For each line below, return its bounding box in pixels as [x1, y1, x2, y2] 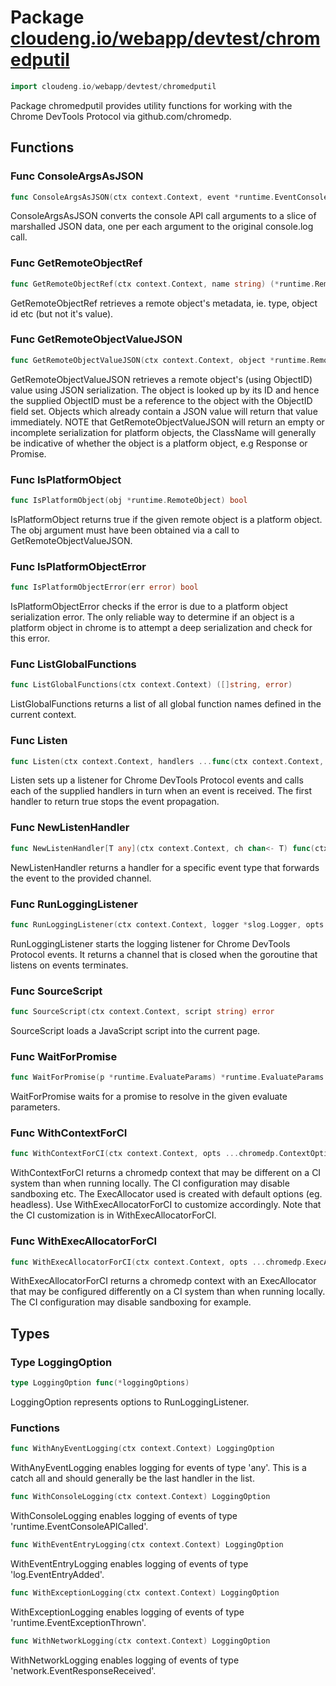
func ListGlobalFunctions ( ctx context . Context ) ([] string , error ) [10, 680, 293, 690]
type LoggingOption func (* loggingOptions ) [10, 1378, 190, 1388]
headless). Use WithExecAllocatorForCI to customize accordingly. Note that [10, 1199, 322, 1211]
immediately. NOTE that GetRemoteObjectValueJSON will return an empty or [10, 416, 325, 428]
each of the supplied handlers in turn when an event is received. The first [10, 785, 313, 797]
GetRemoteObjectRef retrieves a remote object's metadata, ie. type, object [10, 297, 318, 309]
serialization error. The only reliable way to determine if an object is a [10, 611, 295, 623]
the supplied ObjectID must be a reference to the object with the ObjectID [10, 394, 313, 406]
